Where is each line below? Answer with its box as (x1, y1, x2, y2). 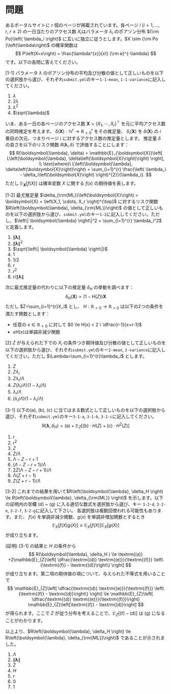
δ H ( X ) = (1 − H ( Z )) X (65, 293, 106, 301)
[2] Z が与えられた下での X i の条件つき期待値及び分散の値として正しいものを (5, 339, 166, 347)
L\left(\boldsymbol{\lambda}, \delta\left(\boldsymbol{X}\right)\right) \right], (7, 156, 165, 162)
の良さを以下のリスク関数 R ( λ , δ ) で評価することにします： (5, 142, 129, 148)
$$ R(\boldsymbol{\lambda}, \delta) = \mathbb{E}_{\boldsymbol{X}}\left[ (9, 150, 162, 156)
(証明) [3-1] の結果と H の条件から (5, 543, 77, 549)
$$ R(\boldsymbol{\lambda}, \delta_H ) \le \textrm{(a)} (29, 551, 143, 557)
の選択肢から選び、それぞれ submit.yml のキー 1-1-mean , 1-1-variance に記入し (5, 76, 166, 82)
